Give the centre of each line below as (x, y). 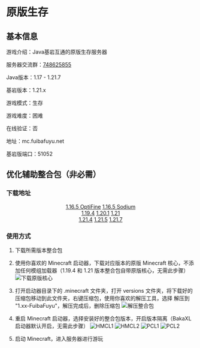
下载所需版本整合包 (39, 250)
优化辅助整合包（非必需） (53, 175)
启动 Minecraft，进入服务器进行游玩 (59, 338)
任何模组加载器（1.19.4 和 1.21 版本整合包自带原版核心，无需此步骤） (104, 270)
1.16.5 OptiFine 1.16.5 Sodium (101, 206)
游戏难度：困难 (25, 115)
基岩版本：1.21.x (26, 90)
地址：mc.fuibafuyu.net (35, 141)
